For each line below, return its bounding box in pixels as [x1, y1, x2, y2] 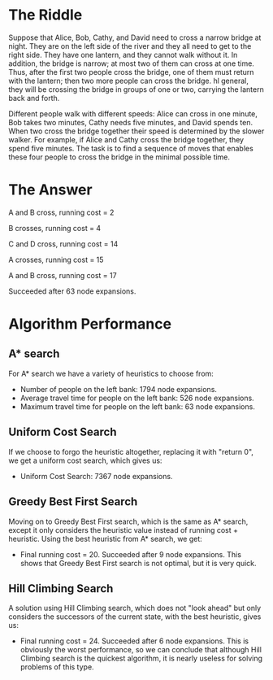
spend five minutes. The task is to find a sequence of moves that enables [8, 143, 253, 153]
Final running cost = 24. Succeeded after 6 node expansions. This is [19, 636, 249, 646]
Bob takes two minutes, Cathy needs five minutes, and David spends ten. [8, 117, 253, 127]
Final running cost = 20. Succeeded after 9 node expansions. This [19, 549, 242, 559]
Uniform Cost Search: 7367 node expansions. [19, 471, 173, 481]
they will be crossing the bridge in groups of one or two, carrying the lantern [8, 84, 264, 94]
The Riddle [8, 6, 83, 24]
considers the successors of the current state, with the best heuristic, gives [8, 612, 262, 621]
